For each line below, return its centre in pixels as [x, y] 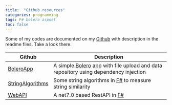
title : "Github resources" [35, 10]
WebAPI [17, 95]
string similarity [72, 87]
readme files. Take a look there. [38, 45]
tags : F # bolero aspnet [31, 19]
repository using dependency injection [100, 72]
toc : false [17, 24]
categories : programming [32, 15]
